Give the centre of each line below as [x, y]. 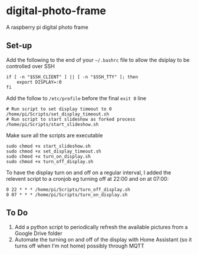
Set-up [19, 46]
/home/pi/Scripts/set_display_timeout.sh [58, 114]
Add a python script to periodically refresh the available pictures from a [101, 227]
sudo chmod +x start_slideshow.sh [49, 146]
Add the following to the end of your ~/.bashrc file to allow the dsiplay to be [98, 59]
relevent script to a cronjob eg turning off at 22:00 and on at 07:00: [88, 178]
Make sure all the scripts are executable [55, 135]
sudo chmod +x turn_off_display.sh [50, 161]
